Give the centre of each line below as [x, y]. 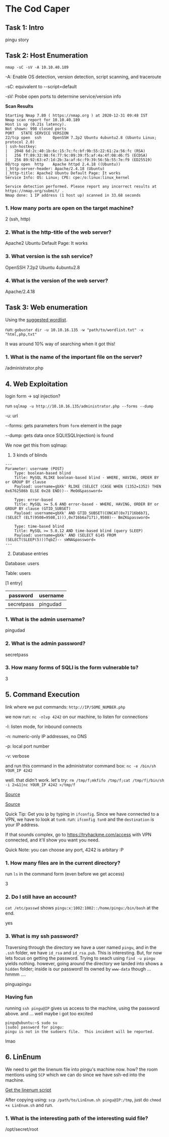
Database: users [22, 563]
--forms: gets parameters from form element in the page [64, 425]
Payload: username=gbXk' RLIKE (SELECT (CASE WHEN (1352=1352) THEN [88, 486]
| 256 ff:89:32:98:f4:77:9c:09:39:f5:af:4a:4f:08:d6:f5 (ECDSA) [76, 155]
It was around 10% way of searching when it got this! [60, 344]
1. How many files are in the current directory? [63, 863]
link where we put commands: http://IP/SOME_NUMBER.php [65, 707]
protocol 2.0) [20, 142]
